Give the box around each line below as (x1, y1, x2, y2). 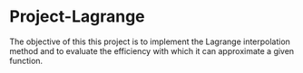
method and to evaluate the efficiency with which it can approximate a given (9, 45, 295, 56)
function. (9, 55, 44, 66)
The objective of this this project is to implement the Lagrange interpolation (9, 36, 290, 47)
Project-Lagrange (9, 6, 145, 27)
